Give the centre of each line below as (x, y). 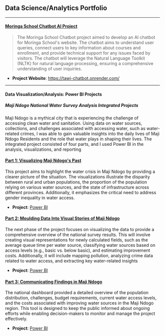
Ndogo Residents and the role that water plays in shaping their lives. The (79, 139)
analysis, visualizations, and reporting (43, 149)
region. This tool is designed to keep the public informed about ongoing (78, 308)
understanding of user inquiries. (50, 69)
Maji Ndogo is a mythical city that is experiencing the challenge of (72, 118)
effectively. (16, 319)
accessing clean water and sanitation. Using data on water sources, (74, 123)
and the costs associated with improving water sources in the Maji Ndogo (79, 303)
